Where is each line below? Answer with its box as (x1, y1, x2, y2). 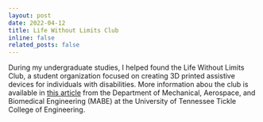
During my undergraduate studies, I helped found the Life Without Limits (8, 63, 245, 72)
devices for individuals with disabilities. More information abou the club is (8, 80, 249, 90)
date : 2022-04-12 (8, 19, 66, 27)
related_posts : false (8, 41, 80, 49)
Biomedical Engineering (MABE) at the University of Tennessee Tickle (8, 97, 237, 106)
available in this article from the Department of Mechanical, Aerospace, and (8, 88, 256, 97)
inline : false (8, 33, 56, 42)
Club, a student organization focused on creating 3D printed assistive (8, 71, 236, 81)
